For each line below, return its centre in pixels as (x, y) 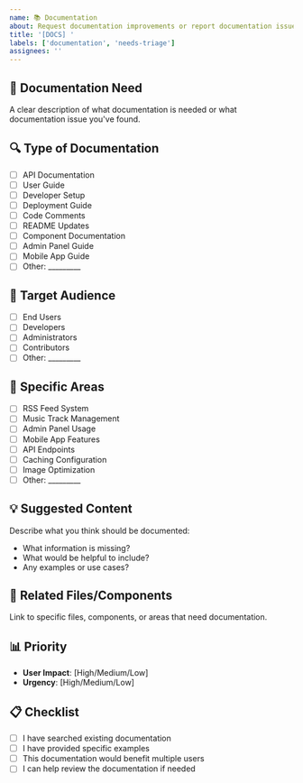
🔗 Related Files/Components (91, 596)
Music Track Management (71, 419)
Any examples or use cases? (75, 567)
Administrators (50, 337)
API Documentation (58, 175)
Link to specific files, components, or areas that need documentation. (138, 617)
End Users (41, 318)
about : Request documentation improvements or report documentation (141, 26)
